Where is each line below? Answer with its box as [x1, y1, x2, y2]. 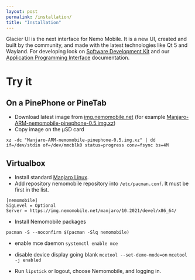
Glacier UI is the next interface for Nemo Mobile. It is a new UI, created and [6, 36, 187, 43]
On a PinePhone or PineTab [6, 98, 107, 108]
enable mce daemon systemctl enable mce [14, 240, 118, 247]
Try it [6, 74, 32, 88]
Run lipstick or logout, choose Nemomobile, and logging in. [14, 268, 162, 275]
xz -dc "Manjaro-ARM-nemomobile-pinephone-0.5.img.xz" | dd [6, 137, 156, 144]
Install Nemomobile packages [14, 218, 87, 226]
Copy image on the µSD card [14, 126, 85, 133]
